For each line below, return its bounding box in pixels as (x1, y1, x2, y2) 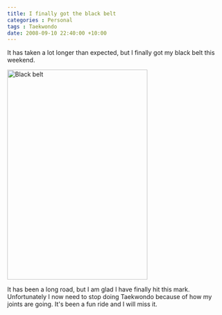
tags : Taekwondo (7, 23, 58, 30)
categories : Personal (7, 17, 73, 24)
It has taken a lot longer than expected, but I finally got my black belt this (7, 49, 215, 57)
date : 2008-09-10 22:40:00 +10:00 (7, 29, 108, 37)
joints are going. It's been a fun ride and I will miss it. (7, 300, 157, 309)
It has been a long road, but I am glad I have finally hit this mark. (7, 285, 190, 293)
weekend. (7, 56, 35, 65)
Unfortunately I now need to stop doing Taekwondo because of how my (7, 293, 212, 301)
